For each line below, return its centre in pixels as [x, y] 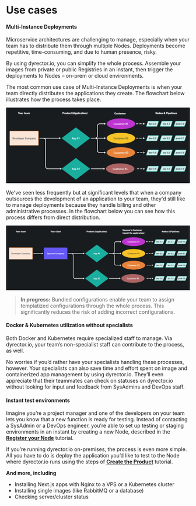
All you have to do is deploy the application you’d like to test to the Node [93, 456]
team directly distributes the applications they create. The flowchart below [95, 93]
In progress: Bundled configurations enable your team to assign [97, 299]
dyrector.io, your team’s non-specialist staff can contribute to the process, [95, 344]
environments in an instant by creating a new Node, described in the [88, 432]
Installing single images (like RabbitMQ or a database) [79, 491]
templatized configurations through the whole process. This [92, 306]
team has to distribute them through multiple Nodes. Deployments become [96, 46]
